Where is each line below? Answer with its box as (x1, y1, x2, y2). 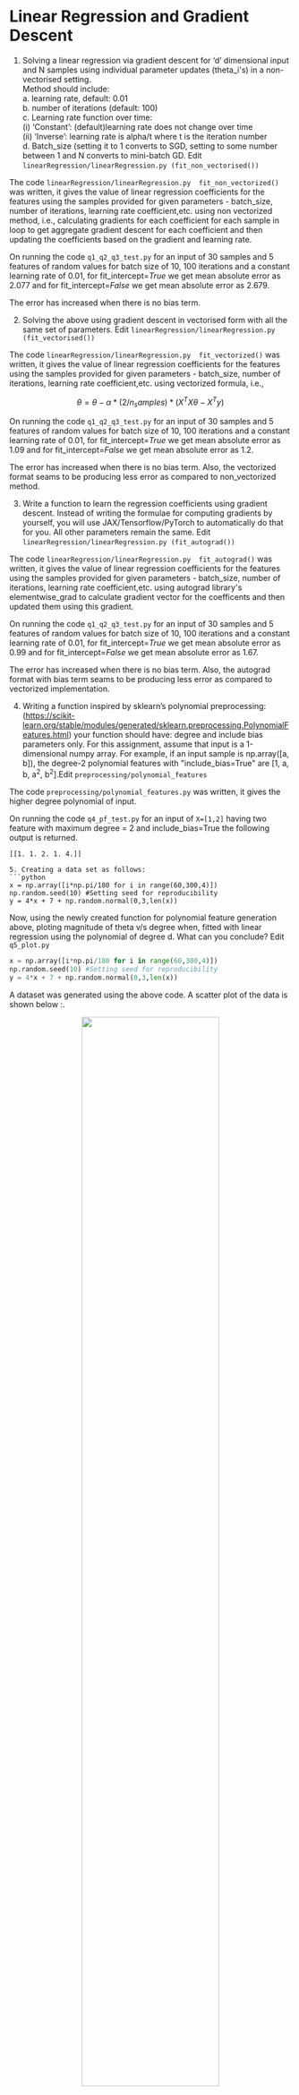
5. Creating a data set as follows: (9, 866, 146, 875)
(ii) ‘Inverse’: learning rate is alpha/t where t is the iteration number (21, 131, 268, 141)
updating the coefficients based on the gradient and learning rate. (9, 234, 252, 244)
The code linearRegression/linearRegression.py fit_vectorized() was (9, 349, 280, 360)
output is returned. (9, 833, 78, 843)
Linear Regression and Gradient (9, 6, 249, 27)
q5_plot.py (9, 941, 50, 950)
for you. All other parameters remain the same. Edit (21, 526, 211, 538)
